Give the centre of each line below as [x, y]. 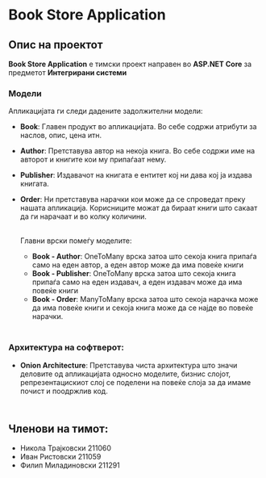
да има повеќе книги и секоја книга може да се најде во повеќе [143, 308]
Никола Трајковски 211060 [65, 448]
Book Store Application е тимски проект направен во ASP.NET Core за [130, 64]
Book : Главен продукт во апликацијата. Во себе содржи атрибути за [138, 127]
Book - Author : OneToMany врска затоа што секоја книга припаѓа [144, 257]
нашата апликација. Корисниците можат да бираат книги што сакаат [139, 208]
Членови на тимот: [58, 428]
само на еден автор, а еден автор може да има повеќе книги [138, 265]
